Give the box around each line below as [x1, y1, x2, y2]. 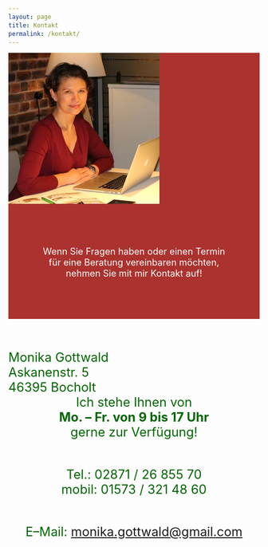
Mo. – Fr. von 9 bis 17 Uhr [58, 409, 210, 425]
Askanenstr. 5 [8, 364, 89, 380]
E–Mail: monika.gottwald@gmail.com [25, 524, 243, 540]
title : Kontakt [8, 21, 59, 30]
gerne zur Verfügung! [70, 423, 198, 440]
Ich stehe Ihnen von [75, 394, 193, 410]
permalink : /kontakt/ [8, 30, 81, 37]
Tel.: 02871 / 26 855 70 [66, 466, 202, 482]
